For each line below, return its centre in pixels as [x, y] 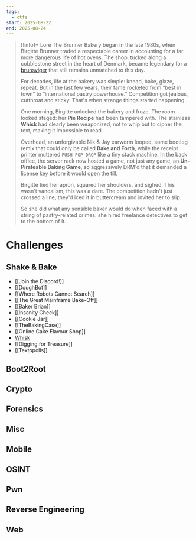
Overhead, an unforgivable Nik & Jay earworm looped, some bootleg [104, 142]
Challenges [35, 245]
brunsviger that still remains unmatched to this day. [83, 70]
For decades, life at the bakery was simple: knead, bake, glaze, [97, 82]
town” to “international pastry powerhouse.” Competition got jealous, [104, 94]
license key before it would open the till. [69, 173]
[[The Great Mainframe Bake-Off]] [56, 300]
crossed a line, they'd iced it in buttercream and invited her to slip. [101, 197]
